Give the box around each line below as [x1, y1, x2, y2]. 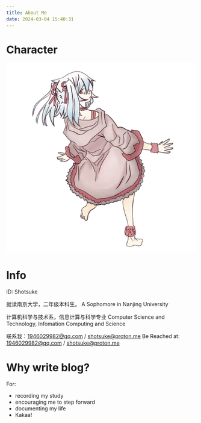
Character [6, 43, 58, 57]
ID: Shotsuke [6, 288, 38, 295]
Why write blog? [6, 360, 90, 374]
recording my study [14, 392, 64, 399]
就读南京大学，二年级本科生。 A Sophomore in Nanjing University [6, 301, 169, 308]
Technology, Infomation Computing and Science [6, 320, 126, 328]
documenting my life [14, 405, 66, 412]
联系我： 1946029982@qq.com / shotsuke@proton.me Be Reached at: [6, 333, 180, 340]
